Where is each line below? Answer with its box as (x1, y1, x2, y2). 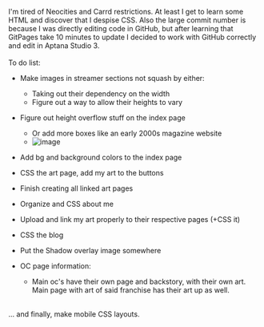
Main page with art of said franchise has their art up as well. (31, 285, 230, 295)
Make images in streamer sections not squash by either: (19, 74, 206, 83)
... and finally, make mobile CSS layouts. (8, 309, 140, 319)
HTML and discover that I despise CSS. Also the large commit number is (8, 15, 246, 25)
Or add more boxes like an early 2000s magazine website (31, 128, 222, 138)
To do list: (8, 58, 41, 67)
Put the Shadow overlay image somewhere (19, 246, 162, 255)
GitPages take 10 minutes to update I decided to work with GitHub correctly (8, 32, 257, 42)
